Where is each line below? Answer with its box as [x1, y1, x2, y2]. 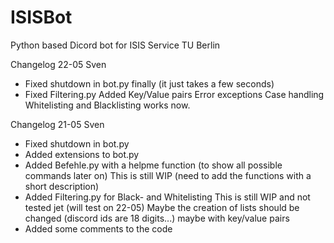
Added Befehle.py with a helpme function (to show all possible [24, 159, 283, 171]
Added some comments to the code [24, 222, 173, 235]
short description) [24, 180, 100, 192]
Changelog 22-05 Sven [10, 58, 107, 70]
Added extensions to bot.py [24, 148, 140, 160]
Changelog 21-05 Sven [10, 118, 105, 130]
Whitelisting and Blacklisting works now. [24, 99, 191, 111]
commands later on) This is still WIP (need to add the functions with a [24, 169, 312, 181]
